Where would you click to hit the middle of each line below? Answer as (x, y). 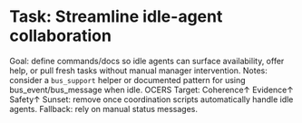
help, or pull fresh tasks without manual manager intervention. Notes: (138, 71)
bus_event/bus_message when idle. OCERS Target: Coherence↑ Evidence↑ (151, 90)
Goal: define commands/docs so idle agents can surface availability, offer (147, 61)
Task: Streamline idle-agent (116, 17)
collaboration (60, 36)
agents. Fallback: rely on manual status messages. (103, 109)
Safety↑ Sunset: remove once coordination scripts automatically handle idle (151, 99)
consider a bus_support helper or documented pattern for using (128, 80)
